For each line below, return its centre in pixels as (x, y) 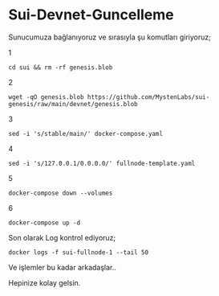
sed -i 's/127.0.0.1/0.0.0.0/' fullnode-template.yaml (102, 163)
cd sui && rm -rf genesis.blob (61, 67)
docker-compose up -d (45, 223)
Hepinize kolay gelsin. (45, 282)
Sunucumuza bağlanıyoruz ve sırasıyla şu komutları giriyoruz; (109, 37)
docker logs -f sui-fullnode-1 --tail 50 (79, 252)
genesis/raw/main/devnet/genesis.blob (73, 104)
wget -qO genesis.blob (46, 97)
